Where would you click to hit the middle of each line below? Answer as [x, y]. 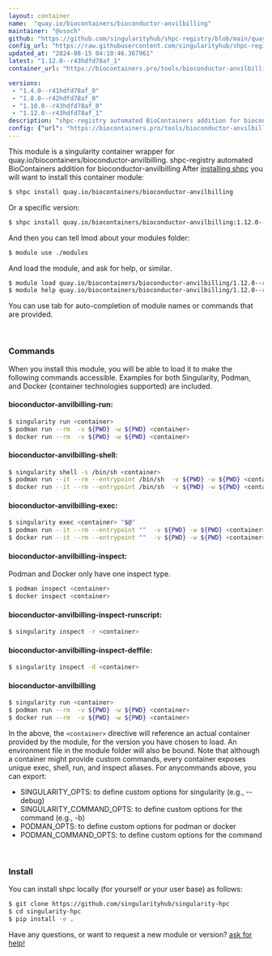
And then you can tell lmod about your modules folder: [99, 238]
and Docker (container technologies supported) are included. [110, 386]
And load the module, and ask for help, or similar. [90, 268]
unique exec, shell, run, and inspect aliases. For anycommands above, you [132, 767]
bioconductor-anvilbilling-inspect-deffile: [81, 650]
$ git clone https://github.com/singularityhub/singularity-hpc [119, 904]
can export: [28, 776]
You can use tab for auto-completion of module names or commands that [131, 306]
